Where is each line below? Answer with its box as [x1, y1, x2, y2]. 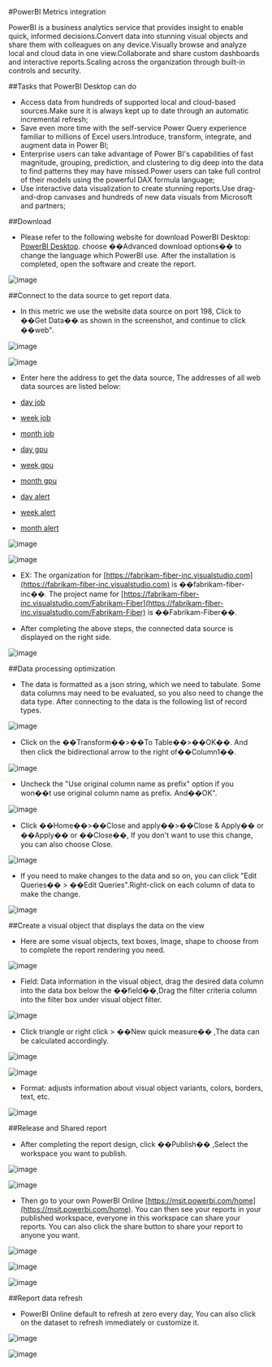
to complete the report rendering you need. [19, 945, 166, 954]
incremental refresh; [19, 115, 89, 124]
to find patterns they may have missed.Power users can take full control [19, 167, 261, 175]
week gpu [19, 461, 54, 469]
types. [19, 706, 42, 715]
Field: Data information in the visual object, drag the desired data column [19, 976, 264, 986]
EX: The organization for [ [19, 570, 107, 580]
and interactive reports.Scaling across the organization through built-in [8, 57, 246, 67]
